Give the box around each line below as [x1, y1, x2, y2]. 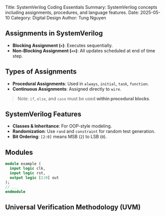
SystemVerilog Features [5, 110, 82, 118]
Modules [5, 148, 33, 156]
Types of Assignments [5, 67, 77, 76]
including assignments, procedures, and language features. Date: [5, 9, 140, 15]
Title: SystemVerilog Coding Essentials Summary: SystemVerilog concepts [5, 4, 158, 10]
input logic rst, [9, 171, 46, 176]
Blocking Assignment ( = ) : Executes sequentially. [12, 42, 113, 48]
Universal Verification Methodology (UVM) [5, 203, 141, 211]
